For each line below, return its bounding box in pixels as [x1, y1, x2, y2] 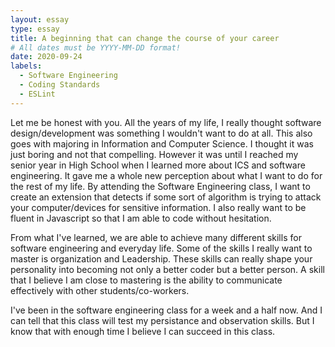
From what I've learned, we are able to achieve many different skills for [10, 231, 302, 243]
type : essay [10, 24, 60, 34]
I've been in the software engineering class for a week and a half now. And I [10, 304, 323, 316]
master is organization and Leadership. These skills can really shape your [10, 252, 313, 265]
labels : [10, 61, 43, 71]
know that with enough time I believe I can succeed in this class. [10, 325, 276, 337]
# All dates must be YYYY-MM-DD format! [10, 42, 182, 53]
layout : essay [10, 14, 70, 25]
